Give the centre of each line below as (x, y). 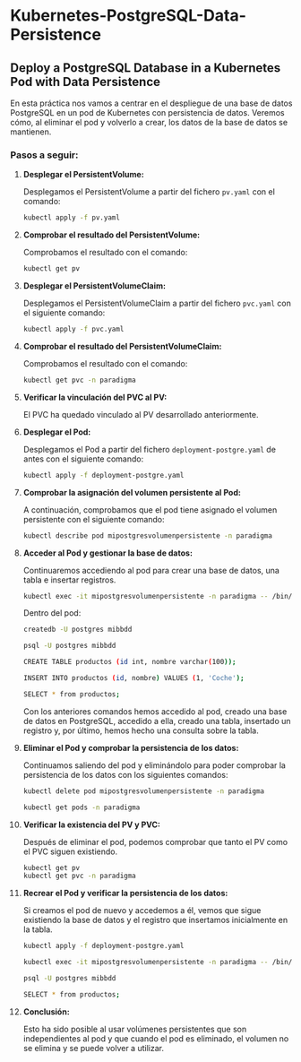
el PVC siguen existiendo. (70, 851)
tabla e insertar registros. (69, 580)
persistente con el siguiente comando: (94, 519)
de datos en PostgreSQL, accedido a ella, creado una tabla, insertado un (157, 721)
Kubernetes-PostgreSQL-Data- (129, 16)
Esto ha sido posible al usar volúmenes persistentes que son (135, 1029)
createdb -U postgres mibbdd (77, 630)
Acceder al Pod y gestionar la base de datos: (108, 553)
